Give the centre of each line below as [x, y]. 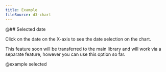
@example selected [26, 64]
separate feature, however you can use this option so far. [65, 54]
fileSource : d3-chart [28, 15]
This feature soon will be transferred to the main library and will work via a [84, 49]
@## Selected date [26, 29]
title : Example [21, 10]
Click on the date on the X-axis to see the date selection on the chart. [78, 39]
